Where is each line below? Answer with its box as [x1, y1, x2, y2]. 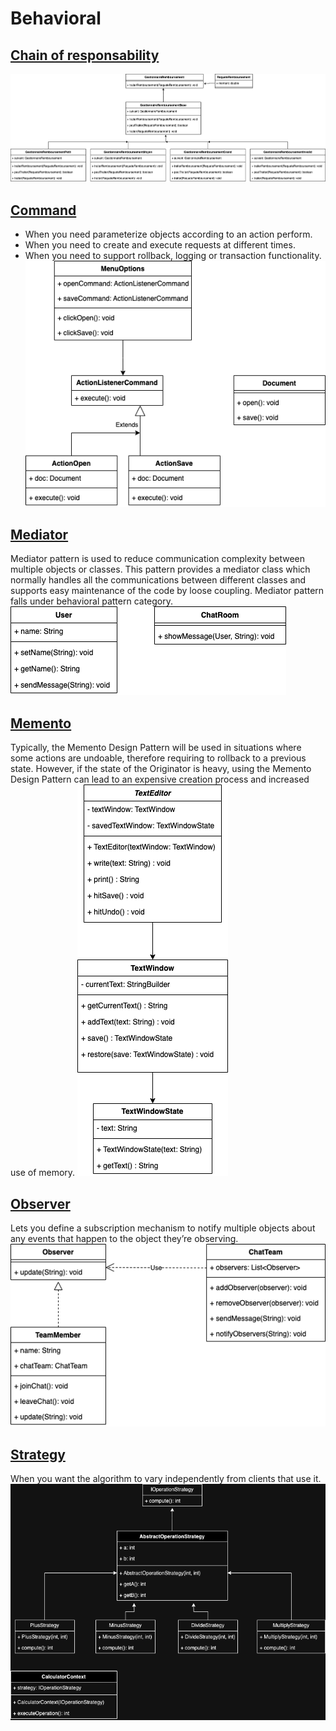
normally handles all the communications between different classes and [10, 574, 307, 586]
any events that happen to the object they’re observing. [10, 1232, 239, 1244]
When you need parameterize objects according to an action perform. [24, 228, 313, 241]
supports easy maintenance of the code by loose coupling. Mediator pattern [10, 585, 325, 597]
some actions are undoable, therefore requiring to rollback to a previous [10, 752, 307, 764]
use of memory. [10, 1167, 76, 1179]
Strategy [10, 1446, 66, 1463]
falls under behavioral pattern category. [10, 595, 174, 607]
